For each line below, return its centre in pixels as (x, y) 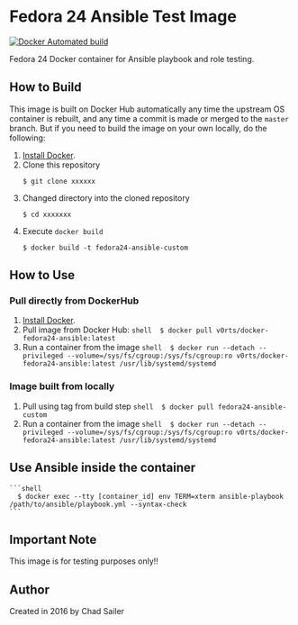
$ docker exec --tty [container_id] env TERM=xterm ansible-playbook (150, 496)
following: (27, 138)
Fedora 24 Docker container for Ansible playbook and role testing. (132, 59)
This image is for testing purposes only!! (84, 561)
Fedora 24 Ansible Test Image (123, 17)
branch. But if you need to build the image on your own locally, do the (138, 128)
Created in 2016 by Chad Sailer (67, 611)
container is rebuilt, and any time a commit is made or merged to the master (149, 118)
